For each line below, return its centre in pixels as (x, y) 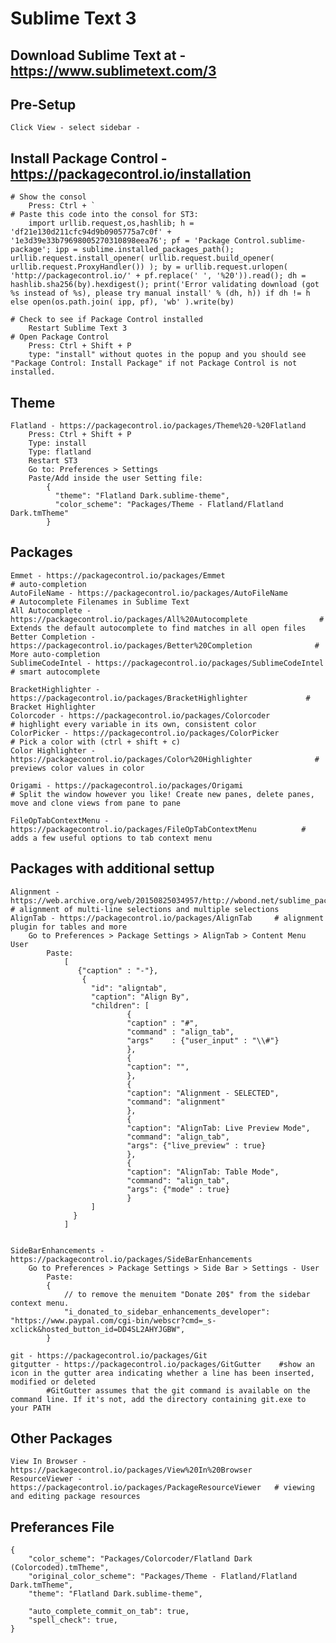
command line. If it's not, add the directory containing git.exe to (158, 1399)
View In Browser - (48, 1462)
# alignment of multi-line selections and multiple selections (145, 909)
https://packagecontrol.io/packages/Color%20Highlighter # (165, 759)
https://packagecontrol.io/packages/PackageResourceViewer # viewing (162, 1488)
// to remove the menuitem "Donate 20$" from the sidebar (187, 1294)
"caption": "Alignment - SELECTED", (203, 1093)
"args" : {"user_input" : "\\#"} (203, 1040)
